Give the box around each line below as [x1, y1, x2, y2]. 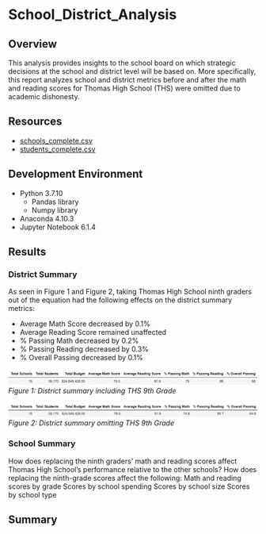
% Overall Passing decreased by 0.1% [19, 353, 144, 363]
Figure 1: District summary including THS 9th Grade [8, 386, 177, 395]
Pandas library [31, 197, 79, 206]
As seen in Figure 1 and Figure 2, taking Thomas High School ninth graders [8, 287, 252, 297]
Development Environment [8, 167, 143, 181]
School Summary [8, 438, 76, 449]
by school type [8, 490, 57, 499]
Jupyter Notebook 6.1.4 [19, 222, 97, 232]
